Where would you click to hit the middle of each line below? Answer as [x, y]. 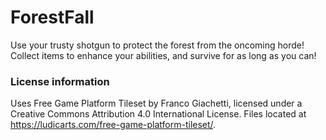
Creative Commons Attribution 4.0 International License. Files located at [158, 114]
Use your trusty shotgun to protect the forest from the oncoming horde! [157, 45]
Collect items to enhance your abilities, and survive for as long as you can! [163, 55]
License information [60, 81]
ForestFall [52, 17]
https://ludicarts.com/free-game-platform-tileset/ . [113, 125]
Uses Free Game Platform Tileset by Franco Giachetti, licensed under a [156, 103]
